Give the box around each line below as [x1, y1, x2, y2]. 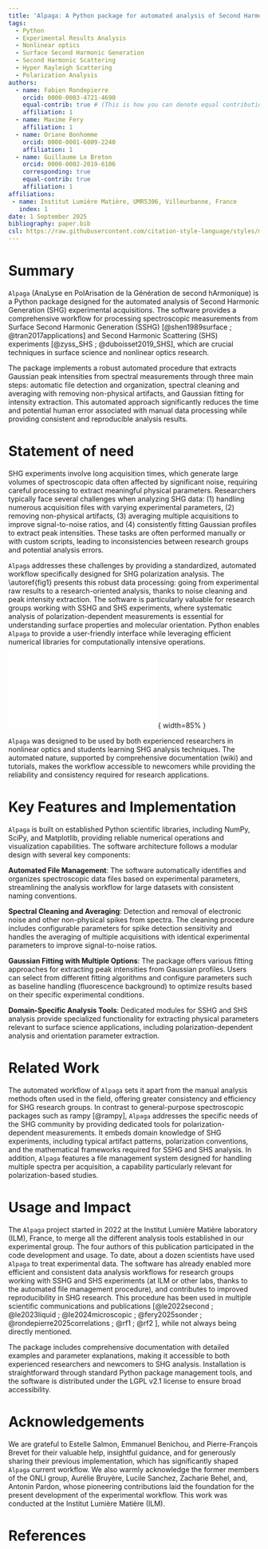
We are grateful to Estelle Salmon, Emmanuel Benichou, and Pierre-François [8, 1439, 258, 1448]
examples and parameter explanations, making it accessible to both [8, 1351, 230, 1360]
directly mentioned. [8, 1327, 73, 1336]
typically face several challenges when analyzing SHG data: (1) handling [8, 493, 245, 504]
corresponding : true [22, 168, 91, 176]
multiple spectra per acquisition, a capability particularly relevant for [8, 1161, 233, 1172]
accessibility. [8, 1384, 52, 1394]
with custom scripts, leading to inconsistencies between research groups [8, 537, 249, 546]
